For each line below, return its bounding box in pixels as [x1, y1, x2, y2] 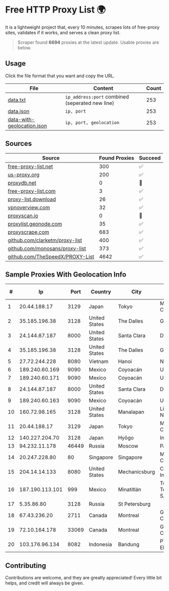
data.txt [8, 96, 26, 103]
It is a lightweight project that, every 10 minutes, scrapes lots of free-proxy [5, 24, 160, 30]
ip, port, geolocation [65, 120, 120, 125]
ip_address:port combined [65, 93, 129, 100]
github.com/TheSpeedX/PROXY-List [8, 253, 95, 260]
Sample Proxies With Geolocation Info [5, 270, 127, 279]
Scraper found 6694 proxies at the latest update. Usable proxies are [17, 39, 159, 45]
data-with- [8, 116, 35, 123]
